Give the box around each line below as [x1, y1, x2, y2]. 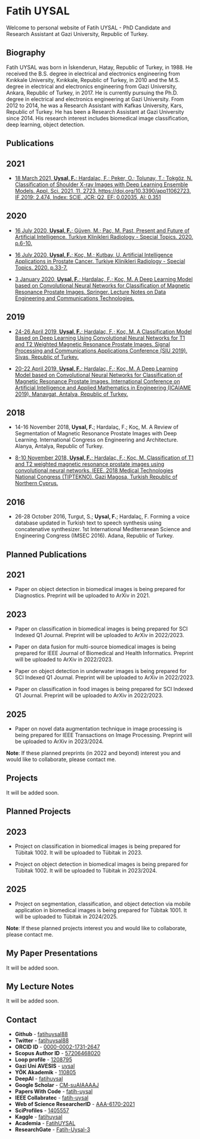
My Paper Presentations [6, 948, 98, 959]
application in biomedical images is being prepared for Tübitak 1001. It [14, 906, 187, 914]
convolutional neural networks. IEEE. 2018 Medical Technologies [14, 467, 174, 474]
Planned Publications [6, 549, 87, 559]
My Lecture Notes [6, 982, 75, 992]
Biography [6, 48, 46, 58]
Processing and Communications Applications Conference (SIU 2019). [14, 347, 188, 354]
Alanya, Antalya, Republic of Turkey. [14, 443, 104, 450]
